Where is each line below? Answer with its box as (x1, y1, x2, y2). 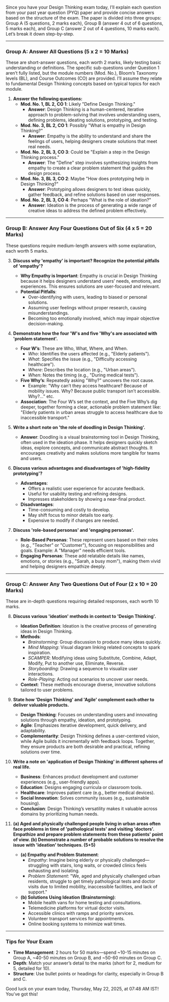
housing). (20, 800, 41, 806)
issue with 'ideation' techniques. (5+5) (13, 842, 96, 848)
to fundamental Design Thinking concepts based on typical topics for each (6, 81, 160, 87)
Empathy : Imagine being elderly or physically (28, 857, 121, 863)
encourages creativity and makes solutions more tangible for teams (20, 450, 160, 456)
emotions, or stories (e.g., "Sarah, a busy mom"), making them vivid (20, 558, 161, 564)
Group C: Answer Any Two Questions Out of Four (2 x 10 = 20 (6, 580, 157, 587)
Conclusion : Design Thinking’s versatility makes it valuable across (20, 806, 157, 812)
